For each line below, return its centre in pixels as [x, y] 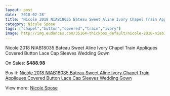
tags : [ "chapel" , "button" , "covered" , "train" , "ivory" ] [63, 29]
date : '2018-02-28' [26, 15]
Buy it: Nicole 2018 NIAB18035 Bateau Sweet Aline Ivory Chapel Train [78, 73]
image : [12, 33]
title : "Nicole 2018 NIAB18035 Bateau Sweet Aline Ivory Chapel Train [81, 19]
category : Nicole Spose [30, 24]
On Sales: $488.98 [25, 63]
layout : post [19, 10]
